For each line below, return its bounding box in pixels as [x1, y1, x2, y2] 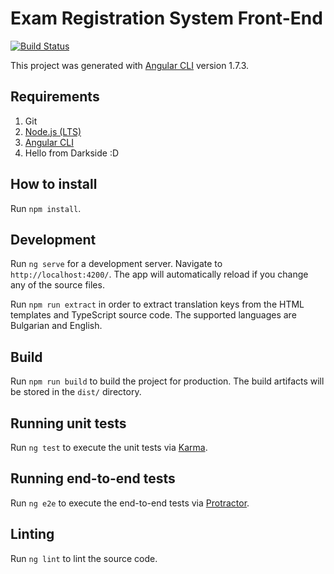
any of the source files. [10, 279, 105, 291]
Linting [10, 526, 55, 543]
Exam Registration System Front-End [10, 7, 323, 30]
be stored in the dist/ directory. [10, 386, 142, 398]
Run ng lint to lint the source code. [10, 552, 158, 564]
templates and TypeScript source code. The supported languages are [10, 309, 297, 321]
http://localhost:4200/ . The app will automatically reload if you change [10, 268, 309, 281]
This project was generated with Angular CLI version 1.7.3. [10, 59, 250, 71]
